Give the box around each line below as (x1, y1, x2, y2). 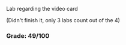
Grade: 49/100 (6, 31, 50, 40)
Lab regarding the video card (6, 5, 78, 12)
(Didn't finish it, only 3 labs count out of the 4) (6, 17, 120, 23)
